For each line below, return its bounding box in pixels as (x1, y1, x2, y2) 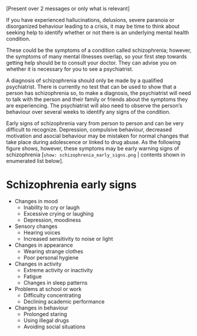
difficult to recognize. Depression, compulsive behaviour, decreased (6, 126, 172, 133)
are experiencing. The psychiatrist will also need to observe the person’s (6, 102, 183, 109)
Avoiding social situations (23, 323, 86, 330)
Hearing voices (23, 229, 61, 236)
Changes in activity (14, 260, 62, 268)
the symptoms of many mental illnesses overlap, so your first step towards (6, 53, 187, 60)
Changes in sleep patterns (23, 279, 88, 286)
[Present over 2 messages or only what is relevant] (6, 5, 130, 12)
